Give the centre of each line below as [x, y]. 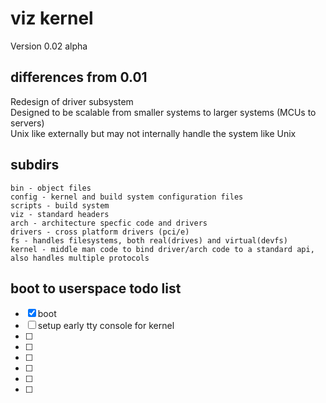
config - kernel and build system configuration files [127, 197]
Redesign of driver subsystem [72, 101]
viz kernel [52, 18]
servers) [27, 123]
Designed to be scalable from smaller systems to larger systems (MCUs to [163, 112]
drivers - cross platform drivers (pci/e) [100, 232]
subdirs [35, 165]
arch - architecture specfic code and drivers [109, 223]
